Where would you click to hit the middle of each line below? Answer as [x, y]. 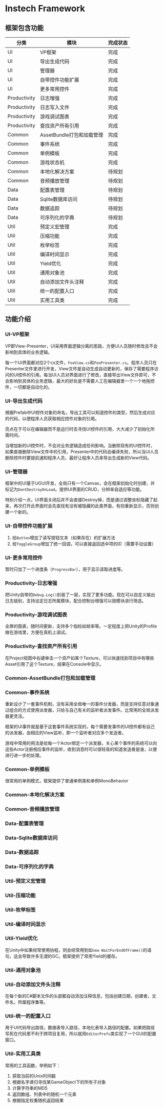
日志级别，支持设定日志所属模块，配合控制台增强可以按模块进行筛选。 [76, 601]
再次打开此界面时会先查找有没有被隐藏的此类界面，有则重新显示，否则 [84, 506]
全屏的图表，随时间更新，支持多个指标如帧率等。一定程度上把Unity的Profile [81, 626]
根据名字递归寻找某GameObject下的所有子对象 [59, 1082]
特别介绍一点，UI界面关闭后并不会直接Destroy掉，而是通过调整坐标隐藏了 [79, 500]
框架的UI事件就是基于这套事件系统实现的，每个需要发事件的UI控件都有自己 [80, 726]
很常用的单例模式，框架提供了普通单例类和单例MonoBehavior [67, 781]
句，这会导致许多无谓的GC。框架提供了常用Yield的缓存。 [62, 956]
